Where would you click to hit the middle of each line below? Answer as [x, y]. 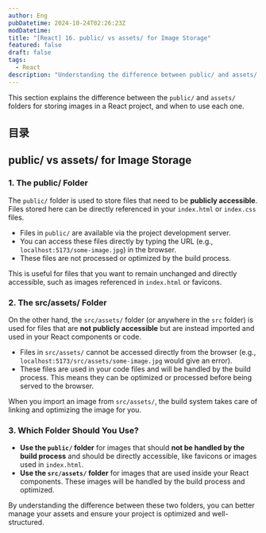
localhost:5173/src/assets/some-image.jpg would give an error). [126, 360]
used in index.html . [52, 465]
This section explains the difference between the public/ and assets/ [122, 97]
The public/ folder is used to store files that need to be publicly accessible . [133, 200]
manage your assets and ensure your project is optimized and [109, 514]
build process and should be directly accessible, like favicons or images [138, 456]
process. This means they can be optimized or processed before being [136, 377]
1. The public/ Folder [48, 183]
